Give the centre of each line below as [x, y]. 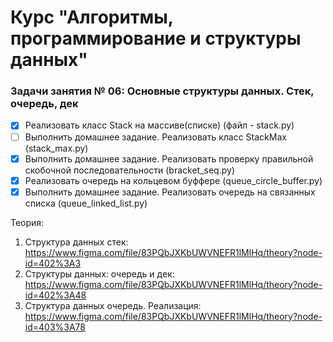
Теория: [27, 222]
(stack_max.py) [56, 148]
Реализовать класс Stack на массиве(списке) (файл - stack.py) [159, 125]
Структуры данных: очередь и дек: [99, 273]
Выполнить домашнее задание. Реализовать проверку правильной [169, 158]
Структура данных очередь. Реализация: [113, 305]
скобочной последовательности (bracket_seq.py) [129, 170]
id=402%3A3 [53, 263]
